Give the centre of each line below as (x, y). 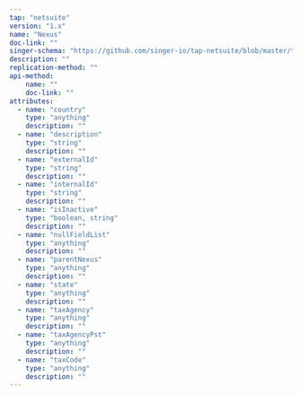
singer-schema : (38, 51)
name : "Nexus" (36, 34)
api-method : (31, 76)
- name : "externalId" (58, 159)
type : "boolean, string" (72, 218)
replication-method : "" (54, 68)
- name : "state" (48, 285)
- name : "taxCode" (52, 360)
